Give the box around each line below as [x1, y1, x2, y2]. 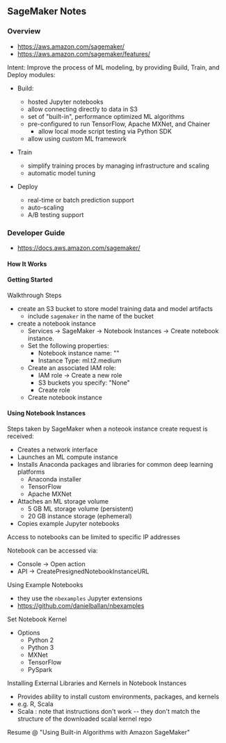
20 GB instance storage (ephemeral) [27, 511, 132, 520]
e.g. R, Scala [17, 699, 54, 708]
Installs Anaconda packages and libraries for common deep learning [17, 460, 213, 468]
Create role [38, 385, 71, 394]
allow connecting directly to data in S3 [27, 104, 138, 113]
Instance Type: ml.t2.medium [38, 356, 122, 365]
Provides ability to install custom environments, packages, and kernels [17, 692, 220, 701]
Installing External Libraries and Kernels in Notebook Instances [7, 678, 187, 687]
